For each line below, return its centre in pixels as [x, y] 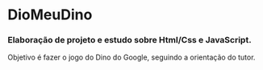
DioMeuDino [50, 15]
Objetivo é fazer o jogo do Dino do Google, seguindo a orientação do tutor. [131, 57]
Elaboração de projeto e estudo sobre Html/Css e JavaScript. [129, 40]
